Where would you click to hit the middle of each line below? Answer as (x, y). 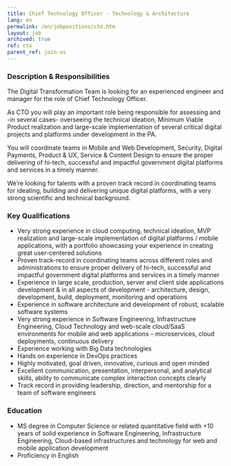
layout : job (24, 33)
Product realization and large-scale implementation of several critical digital (114, 127)
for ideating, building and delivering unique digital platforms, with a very (109, 190)
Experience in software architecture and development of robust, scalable (121, 305)
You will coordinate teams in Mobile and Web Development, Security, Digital (115, 148)
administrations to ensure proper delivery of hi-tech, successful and (114, 268)
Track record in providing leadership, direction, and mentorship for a (114, 386)
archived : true (29, 39)
